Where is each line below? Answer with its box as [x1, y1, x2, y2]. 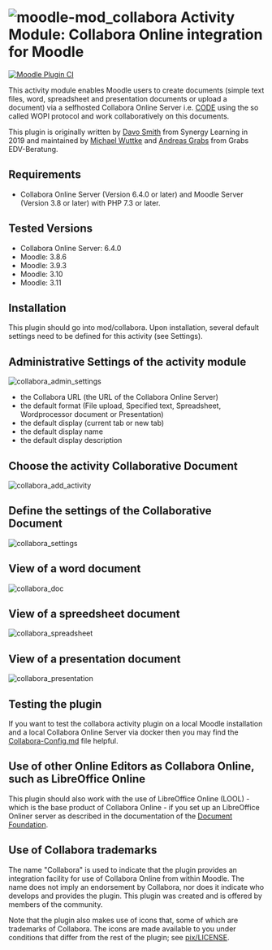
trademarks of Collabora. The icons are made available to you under [8, 923, 237, 934]
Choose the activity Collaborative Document [8, 459, 238, 473]
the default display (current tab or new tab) [19, 419, 165, 428]
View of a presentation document [8, 652, 181, 666]
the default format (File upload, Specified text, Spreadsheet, [19, 401, 222, 410]
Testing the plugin [8, 697, 102, 711]
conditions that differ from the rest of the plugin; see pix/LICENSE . [8, 932, 230, 942]
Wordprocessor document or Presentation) [19, 410, 164, 419]
